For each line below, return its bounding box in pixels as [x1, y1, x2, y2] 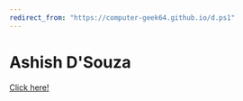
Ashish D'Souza [9, 51, 131, 72]
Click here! [9, 82, 49, 93]
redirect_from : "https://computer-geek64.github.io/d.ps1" [9, 13, 236, 23]
